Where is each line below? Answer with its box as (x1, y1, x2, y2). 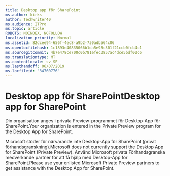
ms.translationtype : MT (5, 54, 56, 60)
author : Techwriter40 (5, 17, 51, 22)
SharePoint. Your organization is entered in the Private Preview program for (5, 123, 161, 129)
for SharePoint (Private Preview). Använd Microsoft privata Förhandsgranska (5, 149, 165, 155)
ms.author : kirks (5, 12, 42, 17)
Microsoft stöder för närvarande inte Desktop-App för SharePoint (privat (5, 138, 156, 144)
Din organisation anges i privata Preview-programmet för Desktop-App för (5, 117, 161, 124)
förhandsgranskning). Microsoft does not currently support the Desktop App (5, 144, 164, 150)
